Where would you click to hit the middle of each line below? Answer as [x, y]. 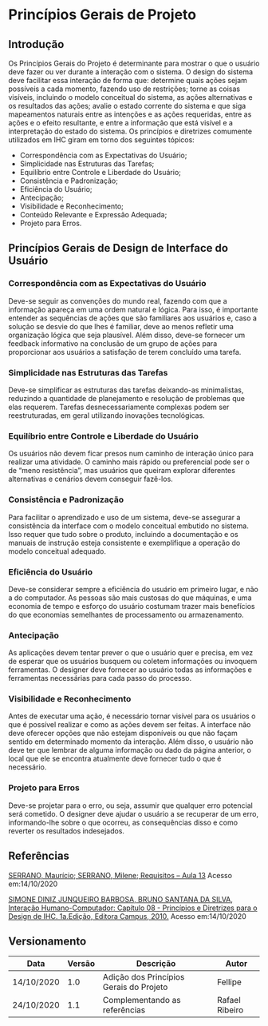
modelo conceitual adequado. [57, 551]
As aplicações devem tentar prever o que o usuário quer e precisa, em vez [131, 653]
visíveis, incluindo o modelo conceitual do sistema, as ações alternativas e [130, 97]
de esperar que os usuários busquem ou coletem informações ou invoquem [133, 662]
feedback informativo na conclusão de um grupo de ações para [113, 343]
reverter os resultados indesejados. [67, 831]
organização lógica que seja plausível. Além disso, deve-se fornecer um [127, 335]
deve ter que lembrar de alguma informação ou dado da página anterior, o [130, 750]
